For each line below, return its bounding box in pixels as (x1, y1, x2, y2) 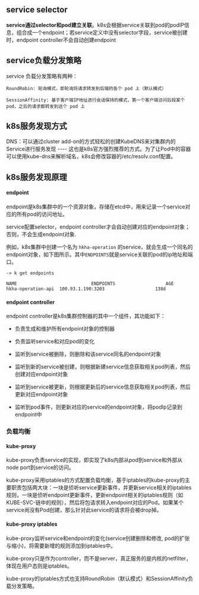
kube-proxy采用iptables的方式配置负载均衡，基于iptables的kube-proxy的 (6, 477, 185, 484)
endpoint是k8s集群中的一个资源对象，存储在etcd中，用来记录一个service (6, 203, 185, 211)
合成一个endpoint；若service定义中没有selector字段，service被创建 (21, 29, 188, 36)
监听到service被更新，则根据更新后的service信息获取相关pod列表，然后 (14, 383, 191, 390)
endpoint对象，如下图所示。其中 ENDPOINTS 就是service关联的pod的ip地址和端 (6, 251, 193, 258)
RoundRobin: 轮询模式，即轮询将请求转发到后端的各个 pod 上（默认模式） (6, 85, 166, 91)
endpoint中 (14, 411, 43, 418)
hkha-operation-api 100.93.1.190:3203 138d (6, 286, 166, 292)
